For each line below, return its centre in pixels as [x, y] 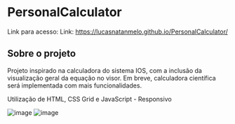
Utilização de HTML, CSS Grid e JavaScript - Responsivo [89, 99]
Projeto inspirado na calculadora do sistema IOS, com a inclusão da [105, 70]
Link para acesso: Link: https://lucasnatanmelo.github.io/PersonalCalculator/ [117, 32]
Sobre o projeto [41, 54]
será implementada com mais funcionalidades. [75, 85]
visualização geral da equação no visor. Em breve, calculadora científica [112, 78]
